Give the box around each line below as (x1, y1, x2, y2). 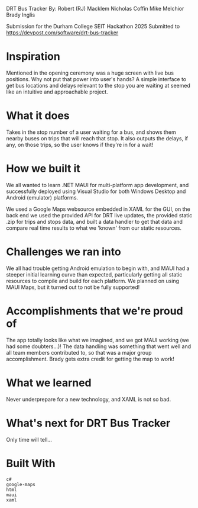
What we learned (6, 376, 92, 390)
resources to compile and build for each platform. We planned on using (6, 277, 179, 284)
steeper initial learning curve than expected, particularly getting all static (6, 271, 183, 278)
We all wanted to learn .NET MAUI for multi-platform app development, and (6, 181, 189, 188)
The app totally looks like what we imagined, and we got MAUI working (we (6, 336, 189, 343)
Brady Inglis (6, 11, 35, 18)
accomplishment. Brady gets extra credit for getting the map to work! (6, 355, 174, 362)
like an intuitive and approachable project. (6, 88, 108, 95)
